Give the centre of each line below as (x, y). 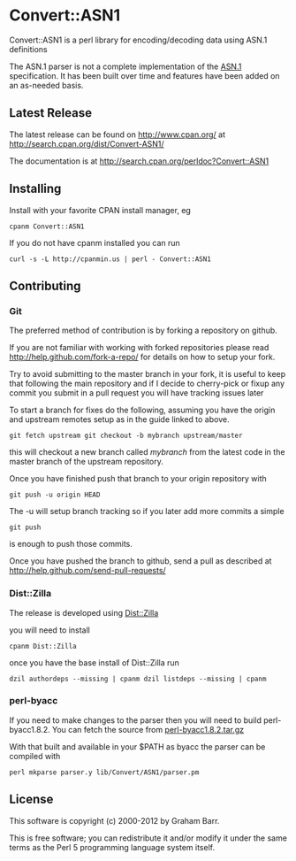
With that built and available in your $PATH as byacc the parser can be (137, 746)
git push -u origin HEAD (55, 495)
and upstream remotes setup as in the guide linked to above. (119, 419)
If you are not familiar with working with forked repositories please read (139, 348)
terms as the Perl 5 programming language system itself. (112, 847)
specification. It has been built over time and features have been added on (144, 75)
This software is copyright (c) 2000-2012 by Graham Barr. (114, 820)
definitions (28, 49)
